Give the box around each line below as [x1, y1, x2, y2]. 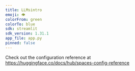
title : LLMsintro [5, 7, 42, 13]
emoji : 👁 [5, 12, 25, 17]
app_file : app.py [5, 36, 42, 41]
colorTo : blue [5, 21, 36, 27]
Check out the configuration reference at [5, 54, 91, 60]
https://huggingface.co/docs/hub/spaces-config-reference [5, 59, 130, 66]
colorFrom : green [5, 17, 42, 22]
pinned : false [5, 41, 36, 46]
